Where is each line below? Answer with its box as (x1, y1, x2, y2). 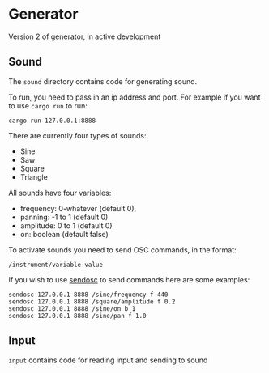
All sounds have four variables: (8, 188, 112, 197)
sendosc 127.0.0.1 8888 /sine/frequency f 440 (8, 290, 169, 299)
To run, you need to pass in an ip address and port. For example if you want (8, 92, 261, 102)
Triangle (19, 172, 49, 182)
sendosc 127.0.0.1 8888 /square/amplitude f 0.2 (8, 297, 176, 306)
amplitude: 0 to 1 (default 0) (19, 220, 113, 231)
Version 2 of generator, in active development (8, 32, 161, 41)
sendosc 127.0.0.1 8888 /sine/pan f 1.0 (8, 312, 147, 320)
